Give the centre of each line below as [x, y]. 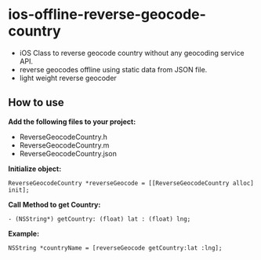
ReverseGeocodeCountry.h [63, 137]
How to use [36, 103]
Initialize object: [35, 168]
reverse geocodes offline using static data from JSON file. [113, 69]
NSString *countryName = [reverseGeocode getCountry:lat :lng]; [115, 248]
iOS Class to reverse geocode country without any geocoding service [132, 53]
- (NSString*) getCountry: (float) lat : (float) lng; [100, 219]
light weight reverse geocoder [68, 78]
